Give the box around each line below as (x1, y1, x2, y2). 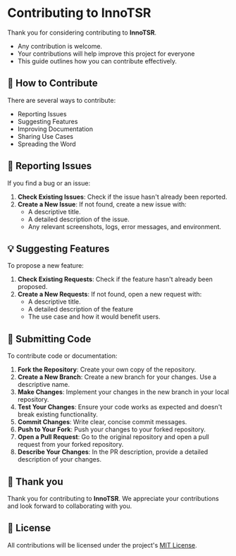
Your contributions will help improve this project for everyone (17, 49, 195, 58)
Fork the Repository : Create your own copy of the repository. (17, 365, 197, 374)
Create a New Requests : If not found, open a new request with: (17, 290, 202, 299)
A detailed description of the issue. (27, 215, 130, 223)
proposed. (17, 283, 48, 291)
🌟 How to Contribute (7, 78, 99, 89)
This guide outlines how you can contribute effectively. (17, 56, 178, 65)
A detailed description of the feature (27, 305, 134, 314)
